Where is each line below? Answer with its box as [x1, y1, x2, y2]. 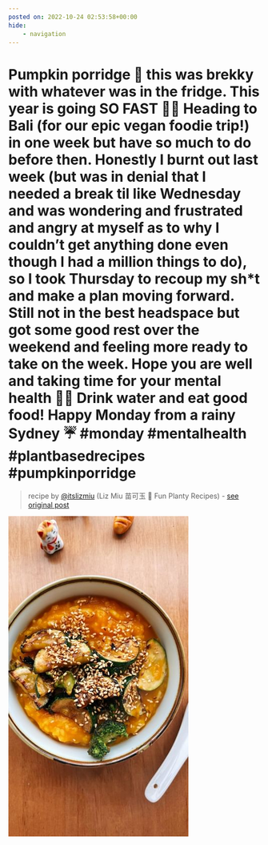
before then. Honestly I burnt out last [8, 151, 258, 168]
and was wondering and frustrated [8, 201, 243, 219]
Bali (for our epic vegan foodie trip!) [8, 116, 250, 135]
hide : [8, 21, 26, 30]
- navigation [22, 30, 66, 38]
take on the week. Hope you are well [8, 355, 254, 372]
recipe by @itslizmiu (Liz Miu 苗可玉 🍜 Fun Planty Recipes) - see [27, 491, 239, 501]
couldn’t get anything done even [8, 235, 229, 254]
